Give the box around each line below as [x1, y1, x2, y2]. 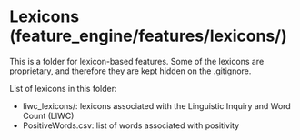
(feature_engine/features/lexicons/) [9, 25, 288, 46]
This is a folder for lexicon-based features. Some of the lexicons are [9, 55, 265, 66]
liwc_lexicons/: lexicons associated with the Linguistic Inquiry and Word [22, 100, 291, 111]
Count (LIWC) [22, 110, 75, 121]
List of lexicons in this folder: [9, 83, 117, 94]
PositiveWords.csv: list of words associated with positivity [22, 120, 240, 131]
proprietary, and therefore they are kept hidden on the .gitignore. [9, 65, 252, 76]
